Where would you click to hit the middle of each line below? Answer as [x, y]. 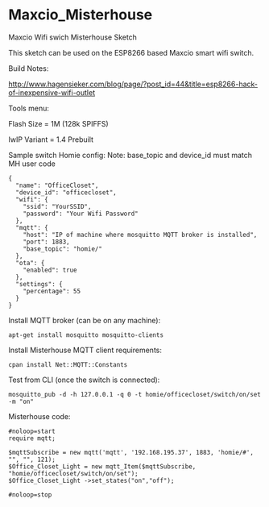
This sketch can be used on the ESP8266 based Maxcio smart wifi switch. [131, 52]
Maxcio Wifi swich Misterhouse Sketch [72, 37]
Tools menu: [29, 108]
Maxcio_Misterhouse [81, 15]
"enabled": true [50, 270]
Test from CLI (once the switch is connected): [84, 380]
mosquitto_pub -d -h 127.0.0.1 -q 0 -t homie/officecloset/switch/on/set [135, 394]
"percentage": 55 [52, 291]
